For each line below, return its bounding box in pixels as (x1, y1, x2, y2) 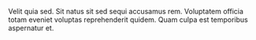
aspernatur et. (8, 24, 54, 32)
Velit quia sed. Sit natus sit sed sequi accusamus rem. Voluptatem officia (8, 7, 244, 16)
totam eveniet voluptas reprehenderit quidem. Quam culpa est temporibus (8, 15, 248, 24)
